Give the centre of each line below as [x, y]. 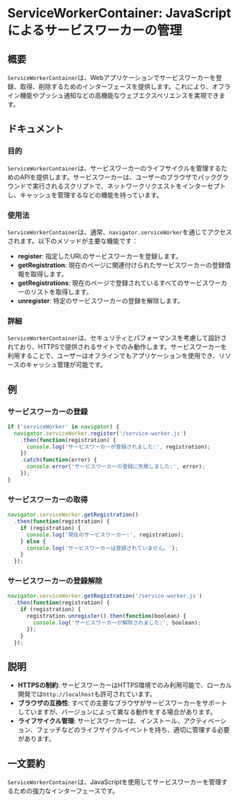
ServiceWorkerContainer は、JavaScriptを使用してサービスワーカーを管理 [115, 782]
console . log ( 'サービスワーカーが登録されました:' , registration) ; [118, 447]
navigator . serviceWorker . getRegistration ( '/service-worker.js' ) [105, 596]
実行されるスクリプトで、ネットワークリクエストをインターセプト [129, 186]
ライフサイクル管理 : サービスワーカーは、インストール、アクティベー [119, 721]
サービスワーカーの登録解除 [55, 581]
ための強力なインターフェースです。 [66, 791]
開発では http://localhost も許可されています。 [87, 694]
